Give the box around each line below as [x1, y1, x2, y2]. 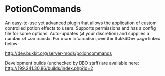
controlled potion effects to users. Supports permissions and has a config [5, 25, 156, 31]
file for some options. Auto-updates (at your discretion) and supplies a [5, 30, 149, 36]
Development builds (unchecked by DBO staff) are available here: [5, 60, 139, 66]
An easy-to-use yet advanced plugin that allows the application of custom [5, 20, 157, 26]
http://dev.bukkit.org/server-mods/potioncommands [5, 50, 112, 56]
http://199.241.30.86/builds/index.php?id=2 [5, 65, 93, 71]
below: [5, 40, 19, 46]
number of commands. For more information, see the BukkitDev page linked [5, 36, 161, 41]
